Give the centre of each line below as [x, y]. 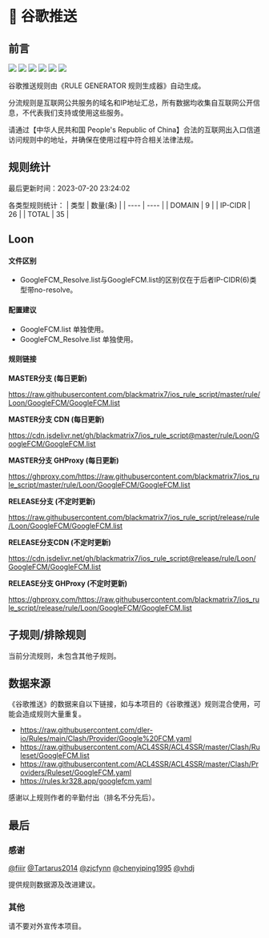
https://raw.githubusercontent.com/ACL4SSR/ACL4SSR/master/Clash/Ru [140, 747]
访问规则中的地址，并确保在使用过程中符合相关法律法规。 [103, 140]
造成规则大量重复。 [54, 714]
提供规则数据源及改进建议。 [54, 884]
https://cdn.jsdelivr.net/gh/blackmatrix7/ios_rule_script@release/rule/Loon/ [132, 558]
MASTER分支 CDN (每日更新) [56, 419]
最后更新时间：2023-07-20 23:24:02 [69, 188]
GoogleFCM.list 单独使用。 [64, 329]
